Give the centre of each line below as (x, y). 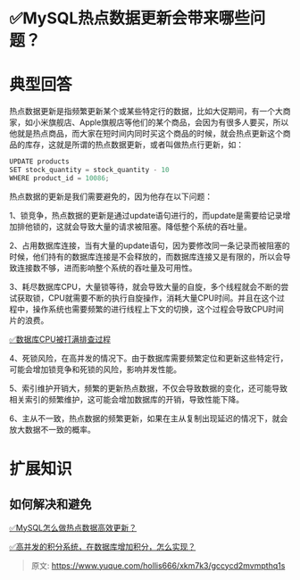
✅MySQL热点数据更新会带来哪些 (129, 18)
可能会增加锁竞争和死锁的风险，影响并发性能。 (95, 369)
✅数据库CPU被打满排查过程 (60, 339)
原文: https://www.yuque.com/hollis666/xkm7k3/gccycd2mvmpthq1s (158, 565)
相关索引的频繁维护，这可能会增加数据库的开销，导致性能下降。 (126, 399)
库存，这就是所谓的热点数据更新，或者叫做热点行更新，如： (134, 145)
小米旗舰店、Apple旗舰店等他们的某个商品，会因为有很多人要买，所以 (161, 122)
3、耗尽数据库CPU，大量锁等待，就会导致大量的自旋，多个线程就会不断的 (145, 286)
